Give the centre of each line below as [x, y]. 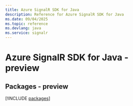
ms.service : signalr [27, 33]
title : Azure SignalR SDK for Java [42, 10]
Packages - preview [37, 86]
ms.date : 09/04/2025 [27, 19]
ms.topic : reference [27, 24]
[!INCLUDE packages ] [28, 98]
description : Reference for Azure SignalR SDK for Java [64, 14]
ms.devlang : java [23, 28]
